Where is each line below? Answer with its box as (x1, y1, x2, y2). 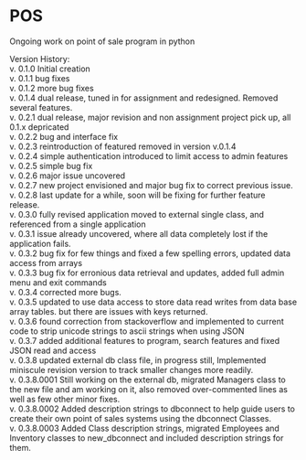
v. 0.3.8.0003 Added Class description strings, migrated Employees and (9, 423, 280, 433)
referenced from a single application (9, 219, 146, 230)
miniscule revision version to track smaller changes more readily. (9, 364, 254, 375)
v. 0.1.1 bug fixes (9, 72, 70, 83)
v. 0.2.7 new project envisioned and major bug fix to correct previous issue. (9, 179, 294, 190)
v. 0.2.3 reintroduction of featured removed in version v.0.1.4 (9, 141, 237, 152)
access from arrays (9, 257, 83, 268)
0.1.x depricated (9, 121, 69, 133)
